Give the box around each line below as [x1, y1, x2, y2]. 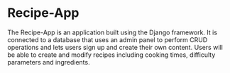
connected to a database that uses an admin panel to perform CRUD [7, 35, 208, 44]
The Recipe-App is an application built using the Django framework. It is [7, 28, 218, 36]
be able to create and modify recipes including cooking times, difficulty [7, 51, 216, 59]
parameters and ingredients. [7, 58, 90, 66]
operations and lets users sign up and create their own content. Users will [7, 43, 224, 51]
